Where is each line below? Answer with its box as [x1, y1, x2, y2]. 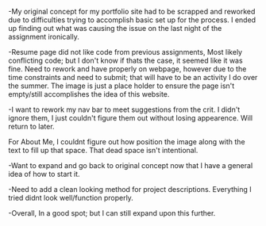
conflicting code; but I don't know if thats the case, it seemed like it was [8, 56, 244, 65]
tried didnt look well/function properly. [8, 193, 133, 202]
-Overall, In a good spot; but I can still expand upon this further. [8, 209, 216, 217]
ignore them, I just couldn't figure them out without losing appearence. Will [8, 113, 253, 122]
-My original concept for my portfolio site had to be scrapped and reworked [8, 7, 256, 16]
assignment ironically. [8, 32, 79, 41]
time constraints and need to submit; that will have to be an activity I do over [8, 73, 258, 82]
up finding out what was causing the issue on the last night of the [8, 24, 222, 33]
